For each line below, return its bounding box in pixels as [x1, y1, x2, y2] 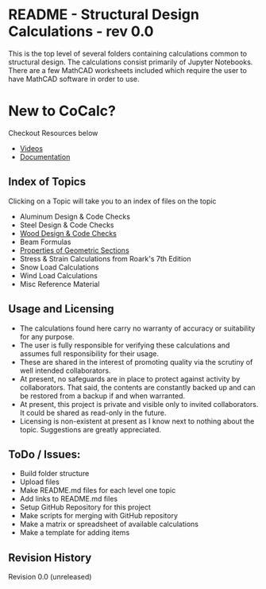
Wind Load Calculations [19, 270, 98, 280]
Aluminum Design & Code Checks [19, 211, 131, 221]
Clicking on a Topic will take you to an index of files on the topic [8, 196, 217, 206]
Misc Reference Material [19, 279, 100, 289]
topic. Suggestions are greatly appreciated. [19, 424, 161, 434]
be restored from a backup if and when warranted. [19, 391, 185, 401]
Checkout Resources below [8, 128, 98, 138]
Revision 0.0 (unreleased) [8, 572, 92, 582]
